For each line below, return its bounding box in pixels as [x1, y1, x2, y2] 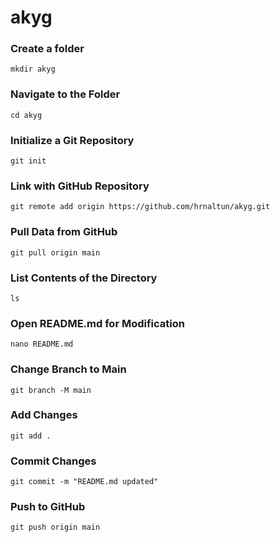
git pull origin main [10, 247, 101, 258]
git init [10, 156, 47, 166]
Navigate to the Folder [10, 87, 121, 101]
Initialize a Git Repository [10, 133, 135, 147]
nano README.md [10, 339, 74, 350]
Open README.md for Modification [10, 316, 185, 330]
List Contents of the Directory [10, 271, 158, 285]
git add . [10, 431, 52, 441]
